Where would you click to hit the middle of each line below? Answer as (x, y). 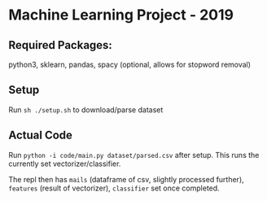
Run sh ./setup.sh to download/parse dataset (86, 109)
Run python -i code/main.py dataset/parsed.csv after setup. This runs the (134, 155)
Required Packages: (60, 45)
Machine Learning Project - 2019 (121, 15)
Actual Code (41, 135)
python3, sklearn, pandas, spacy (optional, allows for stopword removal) (129, 64)
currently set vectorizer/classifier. (65, 164)
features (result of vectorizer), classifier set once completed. (114, 188)
